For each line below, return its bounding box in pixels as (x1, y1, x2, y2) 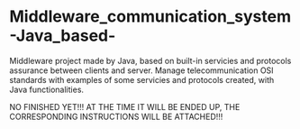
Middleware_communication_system (9, 6, 291, 27)
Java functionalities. (9, 84, 84, 95)
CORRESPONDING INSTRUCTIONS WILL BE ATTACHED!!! (9, 111, 223, 122)
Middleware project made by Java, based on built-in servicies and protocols (9, 55, 292, 66)
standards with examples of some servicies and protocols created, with (9, 74, 275, 85)
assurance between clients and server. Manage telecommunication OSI (9, 65, 274, 76)
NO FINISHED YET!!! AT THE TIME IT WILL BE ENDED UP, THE (9, 101, 241, 112)
